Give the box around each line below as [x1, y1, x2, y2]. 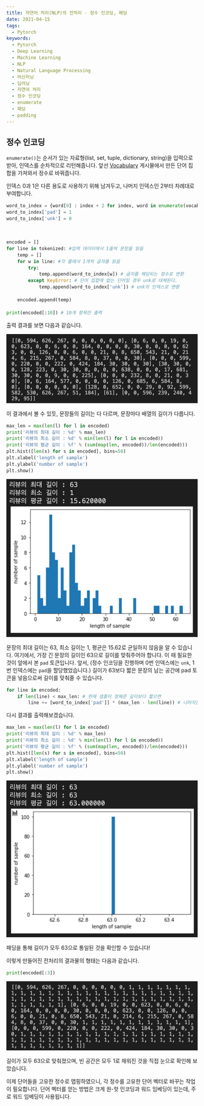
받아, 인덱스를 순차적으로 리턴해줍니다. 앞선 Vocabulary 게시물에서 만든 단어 [6, 162, 187, 169]
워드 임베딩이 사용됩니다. [12, 1093, 72, 1101]
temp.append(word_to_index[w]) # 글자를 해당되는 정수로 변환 [38, 271, 184, 278]
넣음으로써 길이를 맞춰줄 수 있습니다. [17, 674, 104, 681]
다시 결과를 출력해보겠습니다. [6, 711, 75, 719]
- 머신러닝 [12, 73, 35, 80]
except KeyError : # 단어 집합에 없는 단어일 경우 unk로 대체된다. [28, 278, 178, 284]
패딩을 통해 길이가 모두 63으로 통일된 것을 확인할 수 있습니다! [6, 944, 151, 951]
